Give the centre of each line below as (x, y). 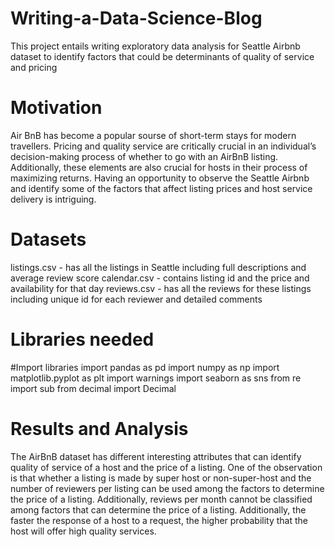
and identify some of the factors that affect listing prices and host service (161, 188)
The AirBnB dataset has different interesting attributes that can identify (156, 456)
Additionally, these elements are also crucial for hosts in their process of (159, 167)
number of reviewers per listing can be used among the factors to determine (167, 488)
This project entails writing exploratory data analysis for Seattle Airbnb (155, 46)
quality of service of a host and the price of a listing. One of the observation (166, 467)
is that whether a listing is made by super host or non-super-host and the (161, 478)
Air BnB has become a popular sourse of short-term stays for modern (153, 135)
